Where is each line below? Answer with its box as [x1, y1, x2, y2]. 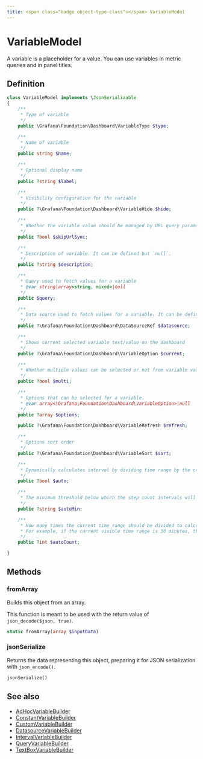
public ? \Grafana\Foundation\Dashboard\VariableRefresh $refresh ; [17, 422, 188, 429]
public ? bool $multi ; [17, 378, 72, 384]
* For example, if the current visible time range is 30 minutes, [20, 528, 190, 534]
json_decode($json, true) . [7, 617, 73, 624]
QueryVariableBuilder [15, 740, 69, 747]
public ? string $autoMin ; [17, 506, 83, 512]
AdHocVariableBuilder [15, 708, 70, 715]
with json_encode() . [7, 663, 56, 670]
